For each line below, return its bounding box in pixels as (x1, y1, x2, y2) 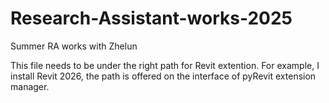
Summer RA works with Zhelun (10, 40, 138, 52)
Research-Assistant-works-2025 (10, 7, 293, 30)
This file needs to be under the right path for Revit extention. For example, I (10, 59, 320, 71)
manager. (10, 80, 50, 92)
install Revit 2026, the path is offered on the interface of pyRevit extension (10, 70, 317, 82)
